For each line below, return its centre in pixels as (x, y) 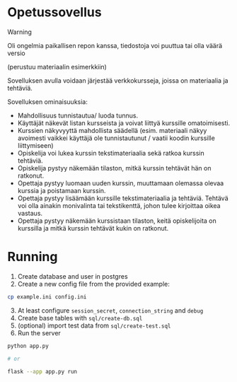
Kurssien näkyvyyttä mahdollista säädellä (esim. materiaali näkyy (112, 130)
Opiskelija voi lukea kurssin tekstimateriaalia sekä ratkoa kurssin (111, 153)
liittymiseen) (36, 145)
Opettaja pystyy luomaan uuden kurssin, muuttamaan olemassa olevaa (121, 183)
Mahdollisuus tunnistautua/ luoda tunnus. (78, 115)
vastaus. (30, 213)
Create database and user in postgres (73, 276)
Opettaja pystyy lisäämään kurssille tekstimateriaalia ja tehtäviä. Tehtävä (123, 198)
